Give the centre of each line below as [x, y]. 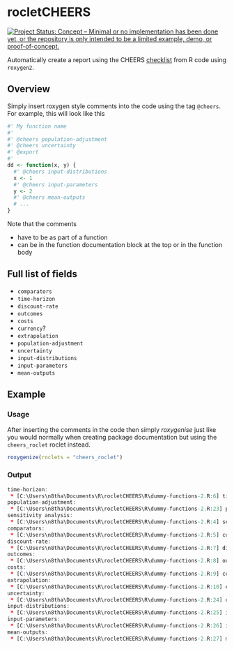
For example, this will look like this [56, 113]
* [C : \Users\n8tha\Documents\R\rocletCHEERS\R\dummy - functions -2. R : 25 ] [116, 613]
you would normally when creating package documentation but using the [112, 437]
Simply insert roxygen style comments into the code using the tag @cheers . [114, 106]
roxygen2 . [21, 67]
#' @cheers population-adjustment [57, 139]
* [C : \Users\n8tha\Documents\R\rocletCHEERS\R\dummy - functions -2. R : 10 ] [116, 587]
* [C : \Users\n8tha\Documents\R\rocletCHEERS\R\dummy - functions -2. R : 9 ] [115, 574]
